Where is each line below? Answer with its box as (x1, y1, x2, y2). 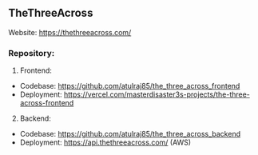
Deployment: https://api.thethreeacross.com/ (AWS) (19, 137, 192, 147)
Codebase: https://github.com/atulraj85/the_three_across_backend (19, 129, 241, 139)
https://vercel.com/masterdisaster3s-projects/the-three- (63, 89, 250, 99)
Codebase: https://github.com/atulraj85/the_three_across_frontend (19, 81, 240, 91)
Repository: (8, 47, 55, 58)
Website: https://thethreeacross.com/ (8, 27, 132, 37)
